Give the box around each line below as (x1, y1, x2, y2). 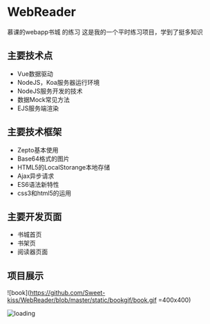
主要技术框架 (7, 126, 62, 138)
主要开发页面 (7, 211, 62, 223)
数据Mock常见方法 (17, 95, 70, 103)
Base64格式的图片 (17, 154, 70, 163)
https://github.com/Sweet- (30, 289, 106, 297)
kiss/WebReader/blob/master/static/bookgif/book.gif (7, 296, 157, 304)
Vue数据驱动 (17, 70, 53, 78)
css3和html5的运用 (17, 189, 72, 197)
